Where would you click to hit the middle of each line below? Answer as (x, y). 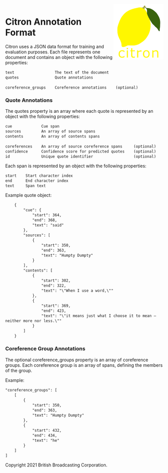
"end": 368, (45, 220)
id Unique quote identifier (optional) (81, 157)
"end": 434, (45, 435)
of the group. (19, 370)
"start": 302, (56, 281)
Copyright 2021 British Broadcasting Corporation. (56, 465)
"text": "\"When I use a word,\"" (77, 291)
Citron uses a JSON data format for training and (55, 46)
